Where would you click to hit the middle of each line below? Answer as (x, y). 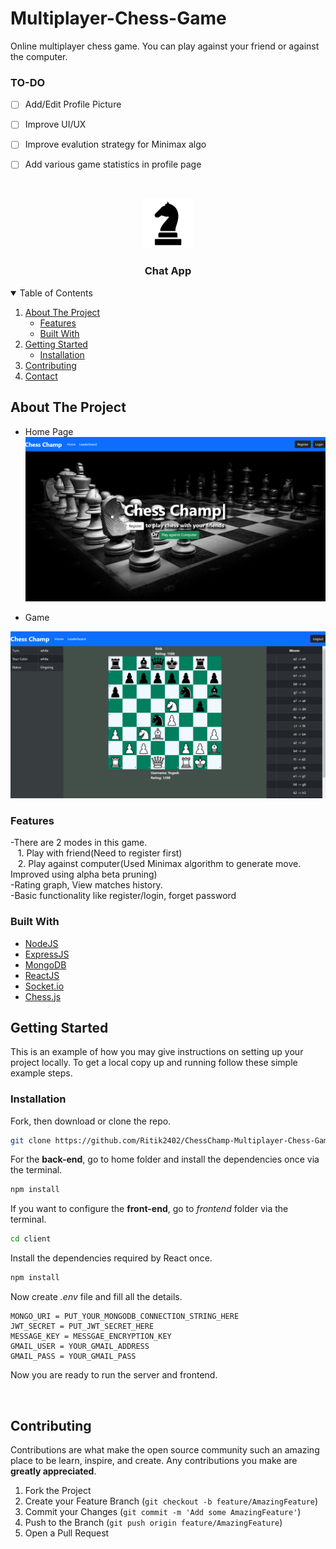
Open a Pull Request (67, 1533)
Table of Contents (56, 293)
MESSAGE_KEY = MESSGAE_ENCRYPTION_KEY (91, 1337)
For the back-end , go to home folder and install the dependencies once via (165, 1159)
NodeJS (41, 943)
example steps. (41, 1073)
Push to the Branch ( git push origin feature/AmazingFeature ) (153, 1522)
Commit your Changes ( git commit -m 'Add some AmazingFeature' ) (163, 1511)
